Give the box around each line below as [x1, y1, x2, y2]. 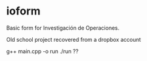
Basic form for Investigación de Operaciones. [6, 24, 120, 31]
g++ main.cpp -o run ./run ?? [6, 47, 79, 55]
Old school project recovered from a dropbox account [6, 36, 142, 43]
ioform [6, 4, 41, 18]
